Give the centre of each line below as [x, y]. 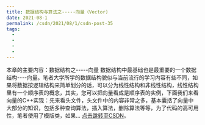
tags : [13, 29]
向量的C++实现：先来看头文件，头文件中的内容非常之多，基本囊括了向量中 [100, 100]
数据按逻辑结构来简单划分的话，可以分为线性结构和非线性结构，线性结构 [108, 85]
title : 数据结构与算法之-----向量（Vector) [57, 12]
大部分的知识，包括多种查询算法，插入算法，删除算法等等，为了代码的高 [97, 108]
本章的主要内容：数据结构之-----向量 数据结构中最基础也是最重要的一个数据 [102, 70]
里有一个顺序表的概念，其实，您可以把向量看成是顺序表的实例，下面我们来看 [103, 93]
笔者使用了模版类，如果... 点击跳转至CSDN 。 [73, 115]
